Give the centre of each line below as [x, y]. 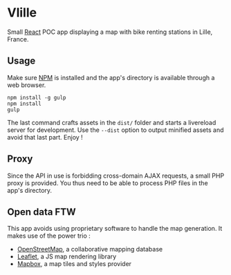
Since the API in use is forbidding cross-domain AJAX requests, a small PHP [116, 176]
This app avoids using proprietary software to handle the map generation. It [115, 229]
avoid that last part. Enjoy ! [45, 137]
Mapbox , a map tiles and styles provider [74, 264]
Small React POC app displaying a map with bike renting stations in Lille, [110, 32]
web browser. [27, 85]
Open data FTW [41, 212]
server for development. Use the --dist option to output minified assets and [115, 130]
